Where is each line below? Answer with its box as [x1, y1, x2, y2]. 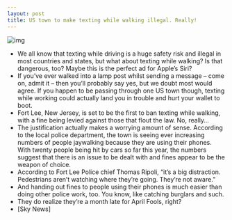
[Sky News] [17, 205, 51, 213]
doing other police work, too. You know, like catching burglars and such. [17, 189, 224, 198]
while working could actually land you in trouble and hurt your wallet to [17, 93, 220, 102]
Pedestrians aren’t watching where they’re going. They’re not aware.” [17, 175, 216, 183]
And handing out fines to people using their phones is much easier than [17, 182, 222, 191]
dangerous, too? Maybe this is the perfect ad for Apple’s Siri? [17, 64, 192, 72]
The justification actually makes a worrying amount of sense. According [17, 123, 224, 132]
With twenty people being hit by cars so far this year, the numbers [17, 146, 207, 154]
